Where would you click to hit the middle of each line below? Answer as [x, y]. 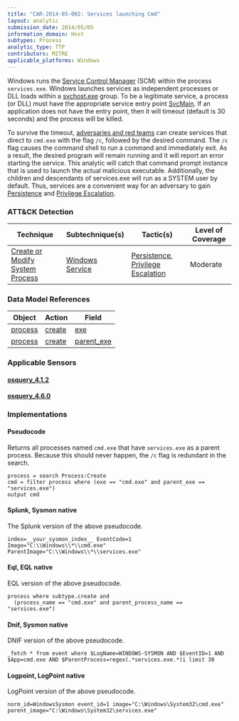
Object [25, 318]
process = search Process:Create [57, 475]
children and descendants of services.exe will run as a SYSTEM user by [113, 178]
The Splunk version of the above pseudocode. [75, 526]
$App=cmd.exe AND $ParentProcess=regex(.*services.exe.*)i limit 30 [111, 660]
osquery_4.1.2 [28, 380]
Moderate [206, 265]
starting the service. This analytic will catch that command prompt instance [118, 163]
